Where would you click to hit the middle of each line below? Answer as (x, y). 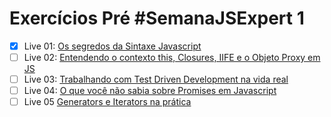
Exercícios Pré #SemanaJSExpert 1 (157, 18)
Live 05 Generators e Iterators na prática (107, 102)
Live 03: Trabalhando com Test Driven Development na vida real (156, 79)
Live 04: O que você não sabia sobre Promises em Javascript (150, 91)
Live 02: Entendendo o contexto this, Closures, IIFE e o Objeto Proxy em (172, 57)
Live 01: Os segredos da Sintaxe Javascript (112, 46)
